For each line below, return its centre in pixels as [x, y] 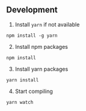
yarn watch [20, 102]
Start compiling [34, 91]
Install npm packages [41, 46]
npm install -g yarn [32, 36]
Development [32, 10]
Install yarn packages [41, 69]
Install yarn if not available [47, 24]
